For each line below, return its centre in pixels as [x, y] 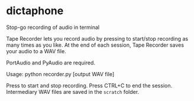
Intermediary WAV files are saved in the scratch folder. [73, 92]
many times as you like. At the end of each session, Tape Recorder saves [95, 45]
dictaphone [35, 11]
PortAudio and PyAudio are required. [51, 63]
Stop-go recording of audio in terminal [53, 27]
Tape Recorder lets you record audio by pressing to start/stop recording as [97, 38]
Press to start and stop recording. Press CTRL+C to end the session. [89, 85]
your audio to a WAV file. [36, 51]
